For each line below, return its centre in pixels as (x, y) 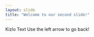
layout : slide (20, 10)
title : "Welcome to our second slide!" (48, 15)
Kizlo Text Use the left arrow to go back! (48, 29)
